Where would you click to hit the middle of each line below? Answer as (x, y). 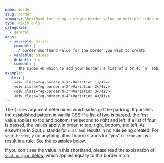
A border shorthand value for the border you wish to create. (82, 50)
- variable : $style (29, 41)
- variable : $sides (29, 55)
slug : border (18, 14)
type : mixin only (23, 23)
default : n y (27, 60)
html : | (17, 78)
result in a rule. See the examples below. (46, 141)
